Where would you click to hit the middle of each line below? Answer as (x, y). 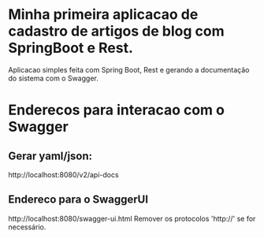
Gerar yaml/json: (50, 156)
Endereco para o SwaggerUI (78, 200)
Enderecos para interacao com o (116, 110)
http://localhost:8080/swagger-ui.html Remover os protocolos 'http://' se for (132, 218)
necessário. (27, 227)
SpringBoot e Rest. (71, 48)
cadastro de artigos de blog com (116, 31)
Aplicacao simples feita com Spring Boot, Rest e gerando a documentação (129, 69)
